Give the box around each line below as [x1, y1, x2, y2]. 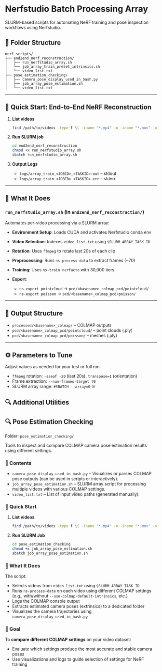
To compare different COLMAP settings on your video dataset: [5, 637, 131, 642]
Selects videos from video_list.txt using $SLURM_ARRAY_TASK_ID [12, 582, 140, 588]
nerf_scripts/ [5, 51, 34, 56]
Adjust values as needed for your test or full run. [5, 364, 101, 370]
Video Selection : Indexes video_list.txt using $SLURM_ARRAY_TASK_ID [12, 238, 150, 244]
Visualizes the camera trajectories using [12, 608, 92, 614]
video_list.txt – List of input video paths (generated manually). [12, 491, 140, 497]
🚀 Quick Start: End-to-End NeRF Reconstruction [5, 103, 152, 111]
